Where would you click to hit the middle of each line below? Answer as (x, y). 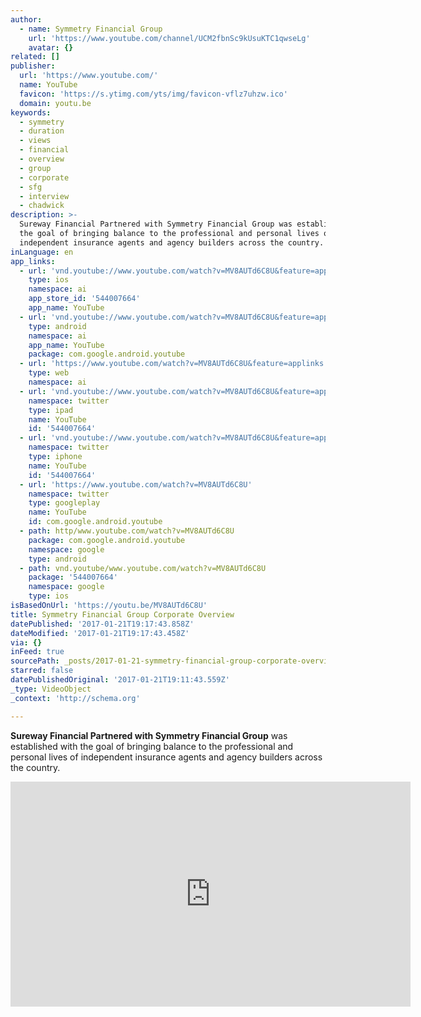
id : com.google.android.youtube (95, 522)
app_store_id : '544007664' (84, 299)
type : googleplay (64, 503)
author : (26, 19)
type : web (49, 373)
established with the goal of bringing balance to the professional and (152, 746)
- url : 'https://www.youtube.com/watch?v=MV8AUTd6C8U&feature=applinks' (174, 364)
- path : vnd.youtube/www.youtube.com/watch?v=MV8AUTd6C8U (143, 568)
